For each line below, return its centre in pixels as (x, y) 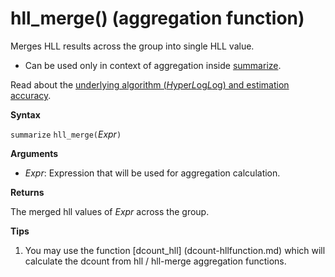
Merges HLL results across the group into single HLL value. (132, 46)
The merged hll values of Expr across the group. (110, 211)
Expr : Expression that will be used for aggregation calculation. (152, 173)
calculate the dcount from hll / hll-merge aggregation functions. (155, 261)
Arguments (34, 153)
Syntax (25, 114)
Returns (27, 192)
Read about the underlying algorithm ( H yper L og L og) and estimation (150, 84)
